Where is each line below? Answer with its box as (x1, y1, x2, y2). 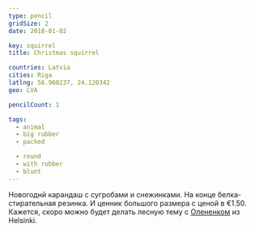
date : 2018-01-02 (8, 27, 67, 35)
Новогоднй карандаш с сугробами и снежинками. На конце (8, 189, 216, 199)
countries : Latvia (8, 64, 70, 72)
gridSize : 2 (8, 19, 49, 27)
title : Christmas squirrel (8, 49, 100, 57)
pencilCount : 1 (8, 100, 60, 109)
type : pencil (8, 11, 53, 20)
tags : (8, 115, 27, 124)
